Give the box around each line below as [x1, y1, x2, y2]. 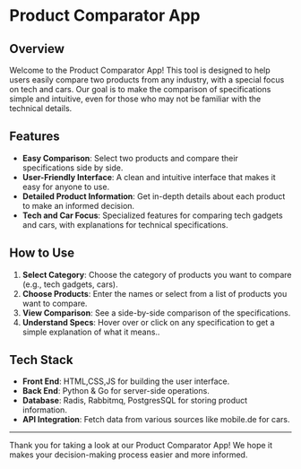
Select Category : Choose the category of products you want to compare [21, 269, 292, 280]
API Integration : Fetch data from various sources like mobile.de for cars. [21, 414, 290, 425]
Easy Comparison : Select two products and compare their [21, 152, 239, 163]
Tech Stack [9, 352, 73, 368]
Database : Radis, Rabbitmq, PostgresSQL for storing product [21, 395, 248, 406]
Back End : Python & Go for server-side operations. [21, 386, 211, 396]
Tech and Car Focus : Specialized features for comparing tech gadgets [21, 210, 284, 221]
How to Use [9, 246, 75, 261]
